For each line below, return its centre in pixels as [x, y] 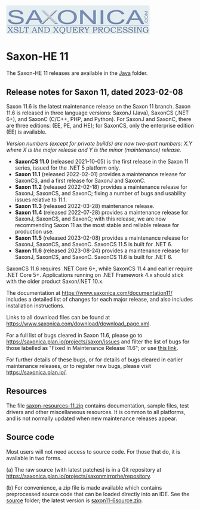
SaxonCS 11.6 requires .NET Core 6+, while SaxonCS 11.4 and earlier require [99, 268]
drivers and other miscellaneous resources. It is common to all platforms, [96, 412]
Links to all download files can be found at [58, 317]
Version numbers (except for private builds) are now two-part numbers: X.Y [99, 144]
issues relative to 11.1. [41, 200]
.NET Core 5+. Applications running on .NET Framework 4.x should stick [95, 275]
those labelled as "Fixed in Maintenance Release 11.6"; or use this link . [92, 348]
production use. [34, 231]
